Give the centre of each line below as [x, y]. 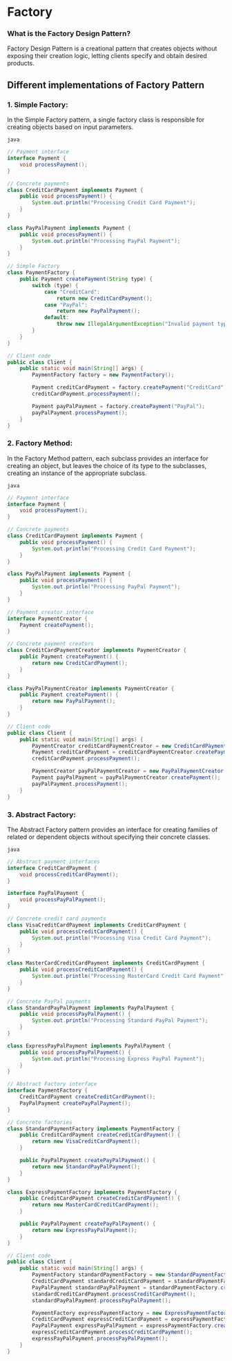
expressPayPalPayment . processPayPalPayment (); [100, 1339]
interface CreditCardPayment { [52, 868]
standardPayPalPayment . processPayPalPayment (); [101, 1300]
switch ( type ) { [55, 285]
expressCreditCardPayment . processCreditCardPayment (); [113, 1332]
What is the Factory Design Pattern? [69, 34]
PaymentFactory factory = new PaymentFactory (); [103, 375]
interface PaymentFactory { [48, 1091]
